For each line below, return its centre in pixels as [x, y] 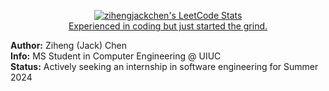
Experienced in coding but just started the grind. [168, 26]
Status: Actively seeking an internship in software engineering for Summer [164, 66]
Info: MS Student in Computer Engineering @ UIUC [116, 56]
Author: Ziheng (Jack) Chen [69, 45]
